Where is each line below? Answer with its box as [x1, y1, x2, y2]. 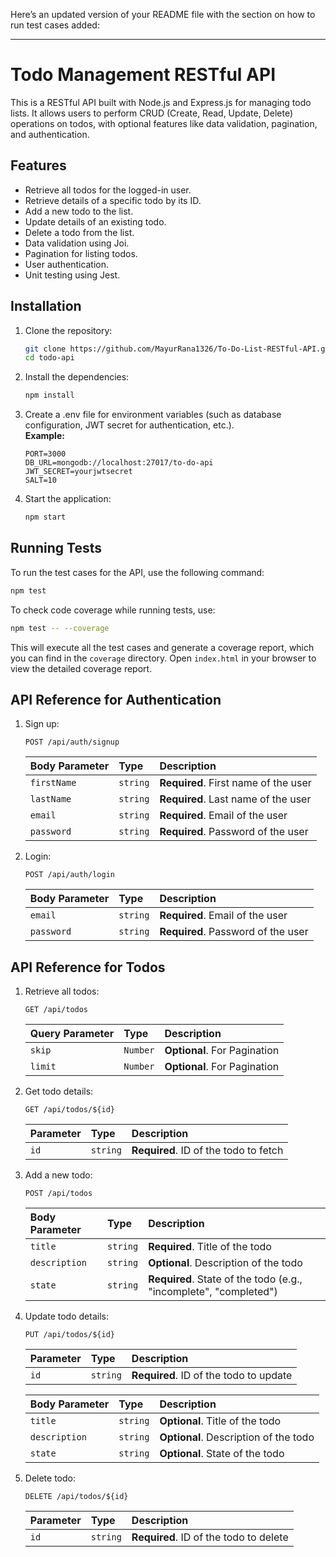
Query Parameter [29, 1027, 115, 1041]
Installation [10, 298, 82, 315]
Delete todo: [24, 1472, 76, 1484]
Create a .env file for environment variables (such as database [24, 409, 282, 421]
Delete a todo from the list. [24, 226, 135, 238]
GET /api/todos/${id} [24, 1105, 115, 1115]
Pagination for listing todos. [24, 247, 138, 259]
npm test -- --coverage [10, 623, 110, 633]
